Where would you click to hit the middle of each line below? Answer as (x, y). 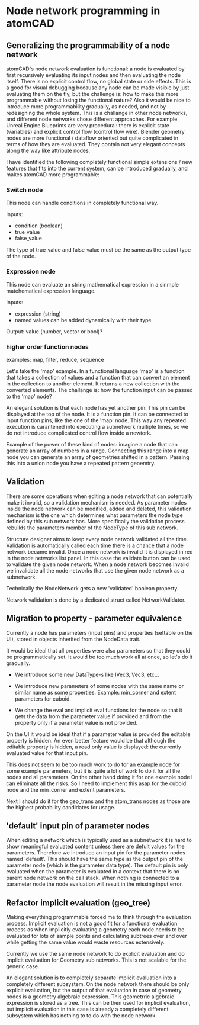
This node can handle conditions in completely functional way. (82, 203)
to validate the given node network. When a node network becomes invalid (98, 564)
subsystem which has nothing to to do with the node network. (81, 1016)
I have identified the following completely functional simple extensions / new (99, 162)
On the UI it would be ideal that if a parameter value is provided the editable (98, 734)
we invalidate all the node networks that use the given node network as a (95, 570)
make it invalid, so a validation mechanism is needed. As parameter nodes (97, 502)
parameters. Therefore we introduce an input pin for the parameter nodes (96, 853)
